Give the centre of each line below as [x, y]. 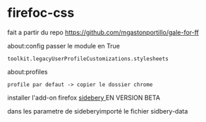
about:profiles [28, 72]
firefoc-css [41, 13]
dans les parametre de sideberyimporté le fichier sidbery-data [98, 111]
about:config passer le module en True [64, 46]
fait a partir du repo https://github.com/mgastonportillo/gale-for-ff [103, 32]
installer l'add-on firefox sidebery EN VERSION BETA [84, 97]
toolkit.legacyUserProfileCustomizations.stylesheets [88, 59]
